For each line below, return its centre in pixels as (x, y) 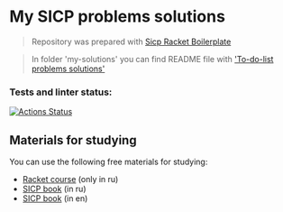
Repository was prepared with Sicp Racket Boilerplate (131, 41)
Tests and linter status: (61, 92)
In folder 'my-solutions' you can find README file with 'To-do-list (152, 59)
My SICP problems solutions (117, 17)
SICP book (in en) (55, 198)
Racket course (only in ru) (70, 180)
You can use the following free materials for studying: (109, 162)
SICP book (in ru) (55, 189)
